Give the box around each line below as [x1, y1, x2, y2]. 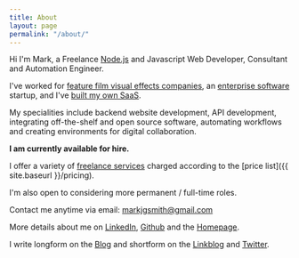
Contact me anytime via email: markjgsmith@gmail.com [9, 205, 214, 215]
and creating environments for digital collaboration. [9, 126, 198, 137]
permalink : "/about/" [9, 29, 90, 38]
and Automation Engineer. [9, 63, 104, 74]
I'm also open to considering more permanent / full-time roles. [9, 188, 238, 198]
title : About [9, 12, 58, 22]
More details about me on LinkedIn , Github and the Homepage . [9, 222, 240, 232]
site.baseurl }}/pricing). [9, 170, 95, 181]
